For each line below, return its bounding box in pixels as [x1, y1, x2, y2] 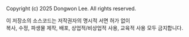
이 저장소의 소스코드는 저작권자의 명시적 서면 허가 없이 [6, 17, 131, 24]
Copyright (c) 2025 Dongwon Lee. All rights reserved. [6, 5, 137, 12]
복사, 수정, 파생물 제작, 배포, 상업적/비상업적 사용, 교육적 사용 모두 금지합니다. [6, 25, 184, 31]
